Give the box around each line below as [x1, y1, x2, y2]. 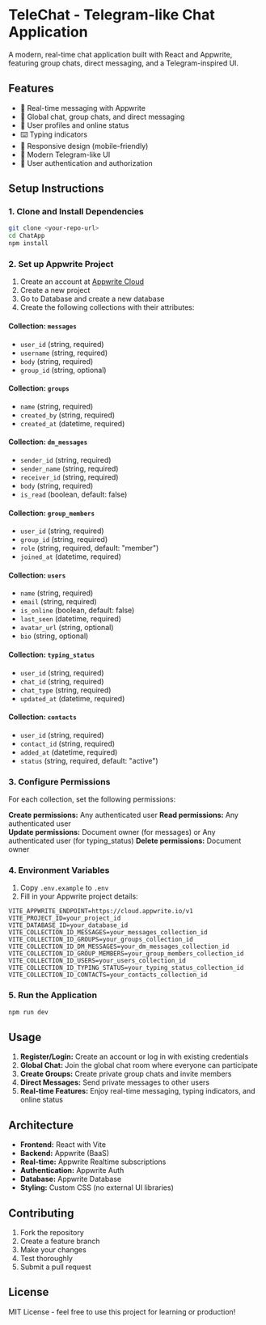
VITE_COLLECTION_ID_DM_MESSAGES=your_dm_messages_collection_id [8, 942, 230, 951]
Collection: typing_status [8, 650, 95, 659]
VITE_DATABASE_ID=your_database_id [8, 921, 129, 929]
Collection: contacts [8, 712, 77, 722]
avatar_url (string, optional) [19, 623, 114, 633]
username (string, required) [19, 348, 108, 358]
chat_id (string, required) [19, 676, 104, 686]
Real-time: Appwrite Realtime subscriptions [19, 1157, 167, 1166]
